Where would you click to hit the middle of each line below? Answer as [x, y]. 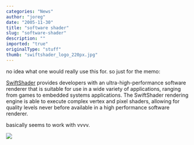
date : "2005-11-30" [30, 22]
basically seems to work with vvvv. [48, 125]
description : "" [26, 38]
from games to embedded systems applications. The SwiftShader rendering [97, 95]
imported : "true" [27, 44]
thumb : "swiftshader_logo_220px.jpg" [52, 55]
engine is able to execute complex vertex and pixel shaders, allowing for [93, 101]
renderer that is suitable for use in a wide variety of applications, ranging [93, 89]
